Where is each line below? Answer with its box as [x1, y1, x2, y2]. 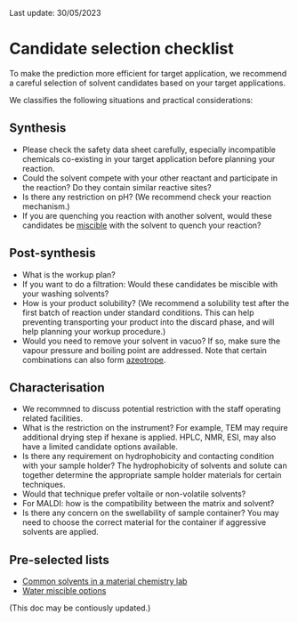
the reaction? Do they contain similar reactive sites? [21, 182, 212, 192]
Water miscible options [21, 586, 107, 596]
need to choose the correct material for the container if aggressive [21, 517, 267, 528]
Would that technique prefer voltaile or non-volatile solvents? [21, 489, 246, 499]
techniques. [21, 480, 66, 490]
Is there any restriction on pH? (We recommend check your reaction [21, 191, 271, 202]
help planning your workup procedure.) [21, 326, 166, 336]
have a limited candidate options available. [21, 441, 179, 452]
